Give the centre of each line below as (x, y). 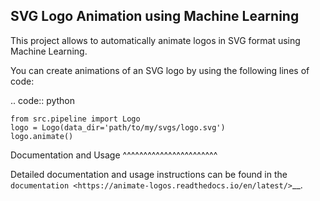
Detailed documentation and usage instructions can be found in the (149, 174)
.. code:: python (43, 100)
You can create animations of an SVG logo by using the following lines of (160, 70)
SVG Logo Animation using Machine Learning (155, 16)
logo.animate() (42, 136)
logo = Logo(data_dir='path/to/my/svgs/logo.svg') (118, 127)
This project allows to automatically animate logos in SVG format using (155, 40)
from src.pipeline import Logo (75, 119)
